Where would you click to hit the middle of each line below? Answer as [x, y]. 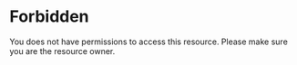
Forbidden [49, 17]
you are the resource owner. [62, 51]
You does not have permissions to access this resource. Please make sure [149, 42]
